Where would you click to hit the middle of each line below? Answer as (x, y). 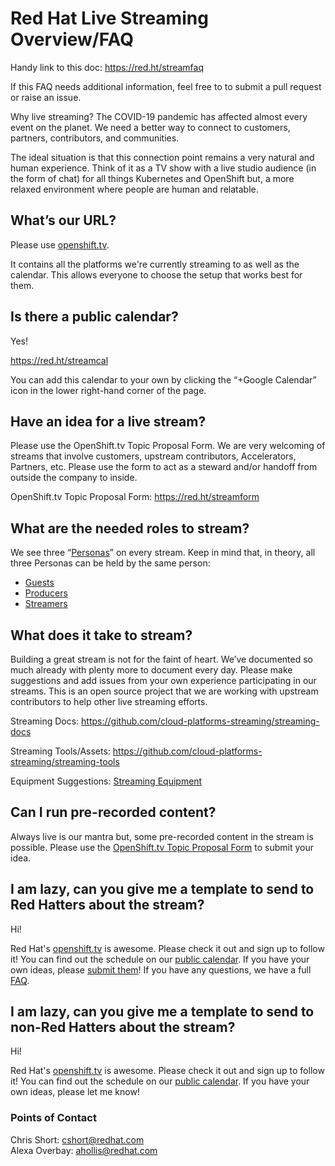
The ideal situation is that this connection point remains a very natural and (162, 157)
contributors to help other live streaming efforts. (109, 701)
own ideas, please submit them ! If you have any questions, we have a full (161, 969)
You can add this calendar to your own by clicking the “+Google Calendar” (163, 379)
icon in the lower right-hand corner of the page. (108, 390)
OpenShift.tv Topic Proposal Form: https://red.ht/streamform (135, 497)
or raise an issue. (46, 97)
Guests (39, 583)
